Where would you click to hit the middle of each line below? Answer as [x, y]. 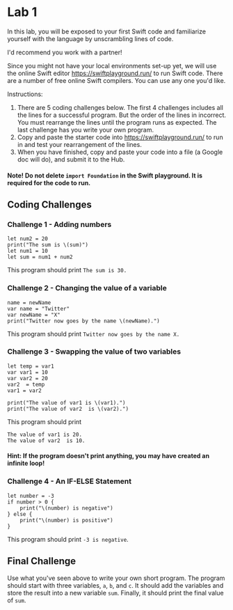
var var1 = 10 [28, 372]
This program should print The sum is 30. [67, 270]
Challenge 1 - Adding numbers [59, 224]
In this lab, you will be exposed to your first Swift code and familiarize [107, 31]
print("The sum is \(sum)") [48, 245]
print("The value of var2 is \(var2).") [68, 409]
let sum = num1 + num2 [40, 257]
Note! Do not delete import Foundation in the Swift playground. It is [105, 175]
